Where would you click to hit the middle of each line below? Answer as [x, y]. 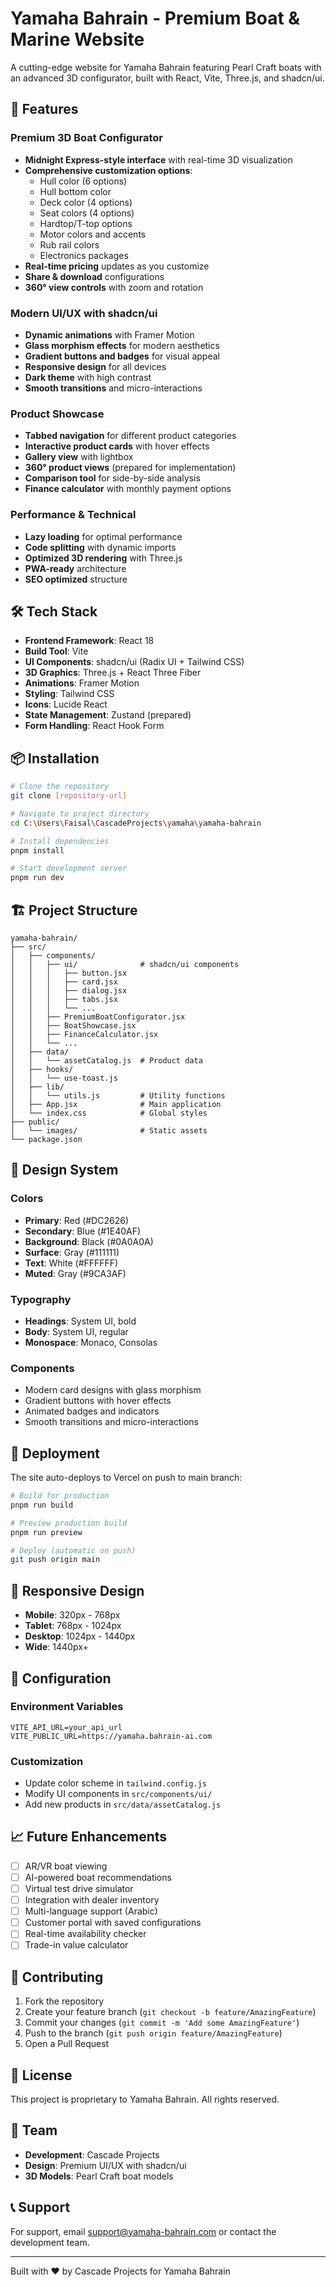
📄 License [41, 2075]
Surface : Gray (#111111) [72, 1252]
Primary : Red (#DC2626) [76, 1220]
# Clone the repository [60, 787]
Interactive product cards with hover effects [117, 446]
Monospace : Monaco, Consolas [91, 1342]
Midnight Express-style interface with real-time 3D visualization [158, 159]
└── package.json [46, 1139]
